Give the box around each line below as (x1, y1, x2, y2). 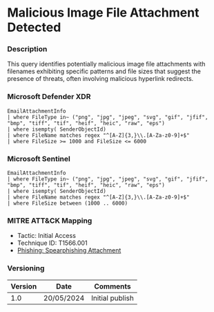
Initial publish (90, 293, 135, 302)
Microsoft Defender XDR (7, 92, 91, 102)
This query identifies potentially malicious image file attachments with (7, 60, 206, 68)
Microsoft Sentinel (7, 154, 70, 163)
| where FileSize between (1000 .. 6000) (7, 200, 128, 207)
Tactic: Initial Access (17, 232, 76, 240)
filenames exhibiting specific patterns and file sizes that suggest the (7, 67, 202, 75)
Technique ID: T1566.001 (17, 239, 88, 247)
